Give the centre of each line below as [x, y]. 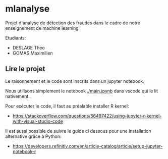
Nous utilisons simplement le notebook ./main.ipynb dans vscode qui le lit [81, 91]
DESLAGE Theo [29, 47]
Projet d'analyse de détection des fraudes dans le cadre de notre [73, 23]
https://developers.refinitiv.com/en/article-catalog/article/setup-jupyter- [88, 146]
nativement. [18, 96]
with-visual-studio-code [38, 121]
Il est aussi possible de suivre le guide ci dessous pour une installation [78, 131]
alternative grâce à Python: [33, 136]
